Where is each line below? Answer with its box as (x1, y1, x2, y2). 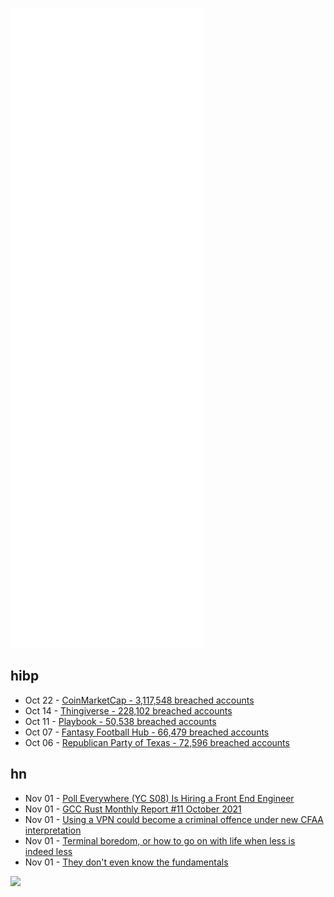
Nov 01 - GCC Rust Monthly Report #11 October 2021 (24, 803, 242, 815)
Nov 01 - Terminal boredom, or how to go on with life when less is (24, 834, 296, 847)
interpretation (24, 824, 82, 836)
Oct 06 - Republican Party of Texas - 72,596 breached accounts (24, 736, 290, 748)
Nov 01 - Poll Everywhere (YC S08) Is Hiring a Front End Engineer (24, 792, 295, 804)
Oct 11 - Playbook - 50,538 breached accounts (24, 715, 217, 727)
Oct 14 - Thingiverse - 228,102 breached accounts (24, 704, 233, 717)
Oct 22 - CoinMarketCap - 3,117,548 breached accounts (24, 694, 255, 706)
